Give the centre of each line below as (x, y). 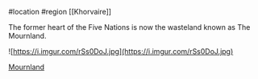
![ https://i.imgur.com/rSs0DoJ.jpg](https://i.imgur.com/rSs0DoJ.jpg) (121, 51)
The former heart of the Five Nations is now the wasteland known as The (129, 27)
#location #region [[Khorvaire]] (60, 12)
